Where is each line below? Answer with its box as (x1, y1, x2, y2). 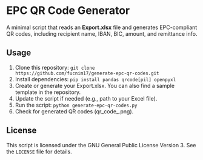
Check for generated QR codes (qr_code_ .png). (15, 107, 134, 115)
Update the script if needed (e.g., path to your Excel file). (15, 95, 158, 102)
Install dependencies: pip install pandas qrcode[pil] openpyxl (15, 75, 176, 82)
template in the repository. (15, 88, 81, 96)
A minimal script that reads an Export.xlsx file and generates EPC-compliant (6, 24, 198, 31)
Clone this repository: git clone (15, 64, 95, 71)
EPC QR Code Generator (6, 4, 130, 18)
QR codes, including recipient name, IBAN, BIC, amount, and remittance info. (6, 30, 198, 37)
